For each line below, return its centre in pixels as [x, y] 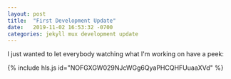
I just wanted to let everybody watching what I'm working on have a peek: [116, 54]
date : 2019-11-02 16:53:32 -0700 [60, 27]
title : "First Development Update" [62, 21]
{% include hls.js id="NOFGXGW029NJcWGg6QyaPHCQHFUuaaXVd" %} [115, 68]
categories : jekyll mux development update [73, 34]
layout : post [27, 14]
